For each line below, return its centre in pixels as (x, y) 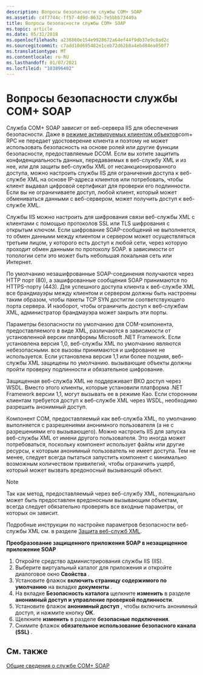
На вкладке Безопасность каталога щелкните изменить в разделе (103, 593)
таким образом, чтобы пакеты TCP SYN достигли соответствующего (95, 300)
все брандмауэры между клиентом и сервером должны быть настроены (101, 293)
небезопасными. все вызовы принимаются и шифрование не (86, 350)
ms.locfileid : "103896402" (40, 68)
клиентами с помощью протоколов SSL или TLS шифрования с (88, 223)
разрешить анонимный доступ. (47, 407)
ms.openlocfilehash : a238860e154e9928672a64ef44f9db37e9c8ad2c (88, 40)
